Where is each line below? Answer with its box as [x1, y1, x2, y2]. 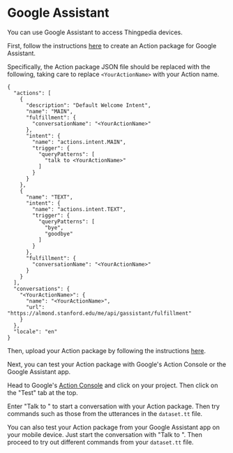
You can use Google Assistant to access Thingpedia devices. [7, 28, 183, 36]
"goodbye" [44, 230, 73, 237]
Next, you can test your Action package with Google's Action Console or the [7, 360, 227, 368]
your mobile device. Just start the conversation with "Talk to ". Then [7, 430, 202, 438]
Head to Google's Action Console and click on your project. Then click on [7, 381, 218, 389]
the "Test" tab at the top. [7, 388, 78, 396]
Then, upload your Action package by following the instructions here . [7, 346, 206, 354]
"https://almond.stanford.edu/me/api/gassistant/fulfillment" [7, 310, 192, 317]
